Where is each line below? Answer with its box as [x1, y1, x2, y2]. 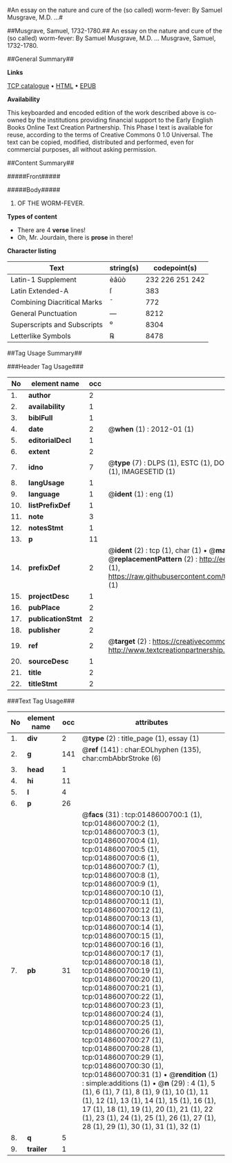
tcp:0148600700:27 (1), [81, 1035, 164, 1044]
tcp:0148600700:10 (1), [81, 888, 164, 897]
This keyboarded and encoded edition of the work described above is [7, 109, 206, 116]
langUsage [28, 478, 65, 487]
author [28, 391, 51, 400]
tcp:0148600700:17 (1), [81, 949, 164, 958]
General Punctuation [10, 308, 77, 318]
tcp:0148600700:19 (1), [81, 966, 164, 975]
